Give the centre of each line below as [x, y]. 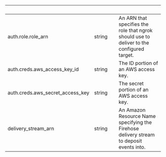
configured [131, 49]
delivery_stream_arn [31, 129]
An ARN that [133, 18]
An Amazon [132, 110]
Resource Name [137, 116]
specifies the [134, 24]
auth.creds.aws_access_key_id [43, 69]
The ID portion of [138, 63]
